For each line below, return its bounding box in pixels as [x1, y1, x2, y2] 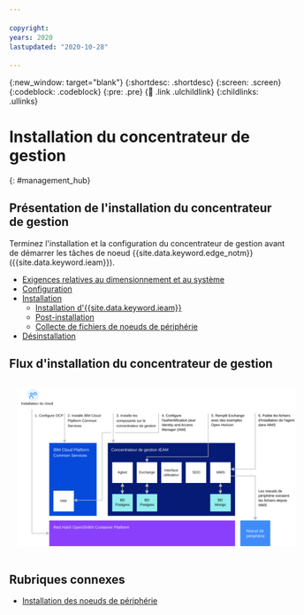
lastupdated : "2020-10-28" [9, 43, 109, 51]
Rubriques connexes [9, 572, 125, 587]
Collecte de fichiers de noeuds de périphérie [34, 321, 199, 331]
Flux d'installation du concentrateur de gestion [9, 356, 273, 371]
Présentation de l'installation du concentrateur [9, 200, 272, 216]
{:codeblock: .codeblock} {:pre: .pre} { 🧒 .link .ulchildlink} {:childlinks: [9, 87, 259, 97]
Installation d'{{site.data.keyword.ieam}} [34, 302, 182, 313]
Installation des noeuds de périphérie [21, 596, 158, 606]
